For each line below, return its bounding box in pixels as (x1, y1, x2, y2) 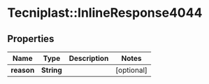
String (41, 65, 63, 75)
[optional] (115, 65, 148, 75)
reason (10, 65, 35, 75)
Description (69, 54, 109, 63)
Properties (7, 33, 55, 45)
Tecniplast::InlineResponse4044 (7, 5, 203, 21)
